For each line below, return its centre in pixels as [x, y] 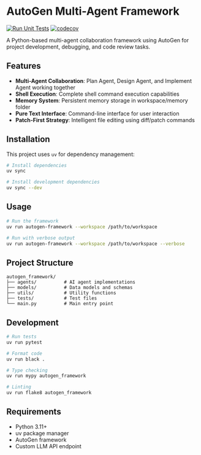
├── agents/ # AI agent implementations [71, 282]
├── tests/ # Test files [52, 298]
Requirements [34, 412]
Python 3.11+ [31, 426]
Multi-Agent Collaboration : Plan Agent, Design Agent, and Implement [103, 80]
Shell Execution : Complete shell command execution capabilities [97, 94]
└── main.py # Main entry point [60, 304]
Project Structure [40, 262]
